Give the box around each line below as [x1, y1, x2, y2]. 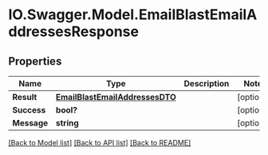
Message [12, 117, 49, 129]
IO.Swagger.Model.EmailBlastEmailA [8, 6, 258, 24]
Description [183, 78, 230, 89]
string [55, 117, 80, 129]
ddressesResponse [8, 22, 140, 41]
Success [12, 105, 46, 115]
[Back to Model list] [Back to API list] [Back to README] [8, 138, 191, 147]
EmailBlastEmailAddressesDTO [55, 92, 177, 102]
